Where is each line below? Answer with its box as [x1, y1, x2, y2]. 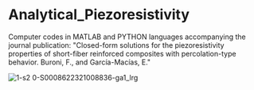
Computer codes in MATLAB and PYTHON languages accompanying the [8, 32, 246, 41]
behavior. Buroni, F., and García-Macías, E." [8, 57, 151, 67]
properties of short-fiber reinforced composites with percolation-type [8, 49, 236, 58]
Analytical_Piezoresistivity [8, 6, 190, 24]
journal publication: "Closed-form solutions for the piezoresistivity [8, 40, 225, 49]
